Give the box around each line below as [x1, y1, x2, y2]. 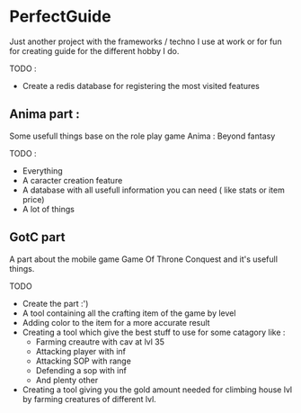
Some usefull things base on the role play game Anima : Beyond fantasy [9, 130, 276, 141]
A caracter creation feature [22, 175, 123, 185]
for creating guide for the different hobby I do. [9, 45, 180, 56]
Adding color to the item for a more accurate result [22, 317, 210, 328]
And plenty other [35, 374, 99, 385]
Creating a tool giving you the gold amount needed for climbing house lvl [22, 384, 293, 395]
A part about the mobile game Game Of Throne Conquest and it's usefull [9, 254, 279, 265]
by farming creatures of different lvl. [22, 393, 157, 404]
